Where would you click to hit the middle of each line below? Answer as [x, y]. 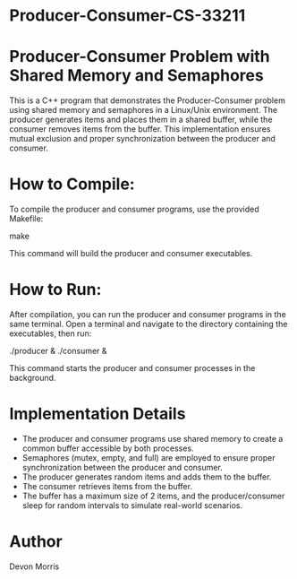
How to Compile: [72, 184]
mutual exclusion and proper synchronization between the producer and [142, 139]
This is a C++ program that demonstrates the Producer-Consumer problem [148, 100]
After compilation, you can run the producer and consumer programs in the [148, 314]
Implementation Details [98, 414]
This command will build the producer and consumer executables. [131, 254]
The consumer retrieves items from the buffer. [107, 486]
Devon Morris [34, 566]
